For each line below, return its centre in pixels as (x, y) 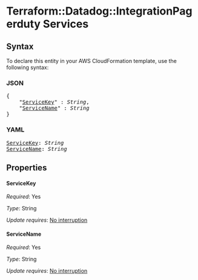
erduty (24, 24)
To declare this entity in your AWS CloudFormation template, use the (91, 61)
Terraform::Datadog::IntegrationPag (99, 11)
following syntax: (28, 67)
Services (66, 24)
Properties (27, 168)
